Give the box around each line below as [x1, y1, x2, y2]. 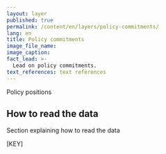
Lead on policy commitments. [13, 62, 97, 69]
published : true [6, 17, 53, 24]
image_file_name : [6, 43, 57, 49]
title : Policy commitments [6, 36, 85, 43]
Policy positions [6, 88, 52, 96]
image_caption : [6, 49, 51, 56]
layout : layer [6, 10, 48, 17]
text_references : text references [6, 68, 107, 75]
